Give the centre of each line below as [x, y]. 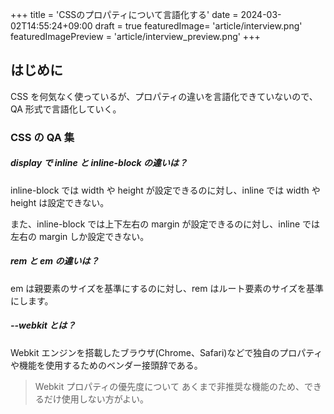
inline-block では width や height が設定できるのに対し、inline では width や [165, 190]
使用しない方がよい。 [105, 399]
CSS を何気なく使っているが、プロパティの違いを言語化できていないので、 [164, 96]
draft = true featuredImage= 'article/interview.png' [198, 26]
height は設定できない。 [60, 202]
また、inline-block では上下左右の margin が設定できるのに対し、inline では [165, 224]
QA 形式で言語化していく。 [66, 109]
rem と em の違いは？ [55, 261]
